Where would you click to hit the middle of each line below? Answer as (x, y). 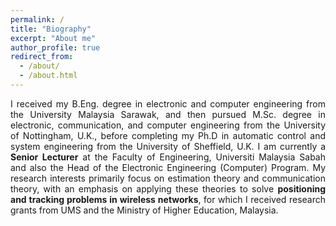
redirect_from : (42, 57)
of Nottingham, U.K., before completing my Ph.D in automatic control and (168, 135)
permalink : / (37, 19)
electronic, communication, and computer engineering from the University (168, 125)
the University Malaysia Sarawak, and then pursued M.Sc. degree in (168, 114)
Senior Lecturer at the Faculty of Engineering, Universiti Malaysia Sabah (168, 157)
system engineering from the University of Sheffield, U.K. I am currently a (168, 146)
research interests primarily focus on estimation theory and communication (168, 178)
